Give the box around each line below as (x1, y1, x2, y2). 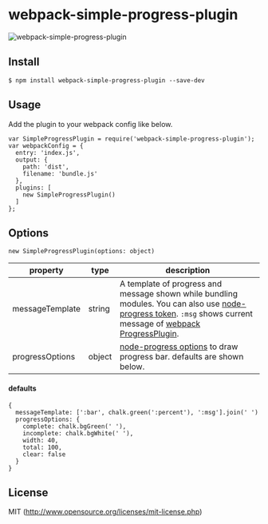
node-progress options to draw (119, 341, 238, 352)
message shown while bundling (119, 288, 238, 300)
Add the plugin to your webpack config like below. (8, 119, 173, 129)
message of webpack (119, 318, 201, 329)
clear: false (22, 450, 66, 458)
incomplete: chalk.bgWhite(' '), (22, 429, 134, 437)
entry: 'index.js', (15, 149, 81, 157)
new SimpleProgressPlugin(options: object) (8, 248, 156, 256)
